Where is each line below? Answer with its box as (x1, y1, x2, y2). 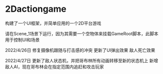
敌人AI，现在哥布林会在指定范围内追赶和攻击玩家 (5, 64, 104, 70)
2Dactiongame (5, 3, 67, 15)
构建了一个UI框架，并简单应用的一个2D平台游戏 (5, 20, 102, 26)
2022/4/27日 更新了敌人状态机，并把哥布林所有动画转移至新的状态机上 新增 (5, 57, 158, 63)
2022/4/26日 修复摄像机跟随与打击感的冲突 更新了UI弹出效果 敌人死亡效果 (5, 47, 156, 53)
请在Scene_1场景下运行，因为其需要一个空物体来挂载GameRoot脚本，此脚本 (5, 30, 159, 36)
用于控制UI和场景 (5, 37, 40, 43)
